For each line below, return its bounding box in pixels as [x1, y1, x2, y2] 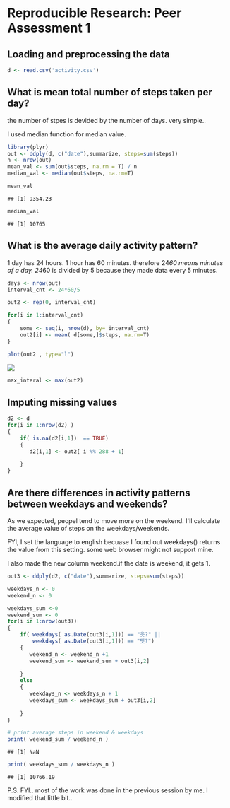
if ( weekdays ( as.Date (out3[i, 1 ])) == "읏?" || [20, 631, 161, 638]
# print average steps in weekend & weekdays [7, 730, 143, 737]
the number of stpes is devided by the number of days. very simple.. [7, 116, 207, 124]
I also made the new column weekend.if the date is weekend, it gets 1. [7, 559, 210, 567]
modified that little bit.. [7, 794, 73, 802]
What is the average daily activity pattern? [7, 240, 198, 252]
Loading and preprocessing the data [7, 48, 170, 60]
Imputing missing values [7, 396, 118, 408]
